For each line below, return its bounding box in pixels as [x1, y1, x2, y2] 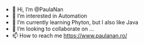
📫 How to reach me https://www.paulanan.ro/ [11, 32, 128, 39]
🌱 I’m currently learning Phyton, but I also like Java [11, 19, 139, 26]
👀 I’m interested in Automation [11, 12, 88, 19]
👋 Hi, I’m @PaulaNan [11, 6, 64, 13]
